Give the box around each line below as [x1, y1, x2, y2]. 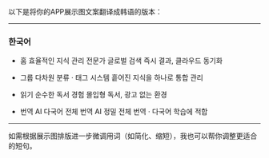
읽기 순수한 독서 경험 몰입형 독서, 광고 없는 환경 [19, 90, 167, 100]
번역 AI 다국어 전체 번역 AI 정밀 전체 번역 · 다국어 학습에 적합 [19, 107, 208, 117]
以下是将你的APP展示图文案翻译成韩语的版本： [8, 7, 163, 16]
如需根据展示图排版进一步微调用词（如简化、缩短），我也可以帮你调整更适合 [8, 131, 258, 141]
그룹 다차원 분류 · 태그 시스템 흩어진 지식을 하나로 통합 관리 [19, 73, 204, 82]
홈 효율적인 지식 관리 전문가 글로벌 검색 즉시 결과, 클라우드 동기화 [19, 56, 223, 65]
